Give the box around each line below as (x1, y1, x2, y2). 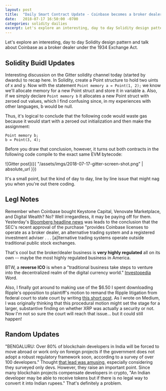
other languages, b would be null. (5, 103, 73, 109)
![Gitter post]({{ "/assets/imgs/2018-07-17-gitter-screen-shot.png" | (5, 161, 143, 167)
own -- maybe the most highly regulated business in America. (5, 255, 131, 261)
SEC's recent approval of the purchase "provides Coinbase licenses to (5, 224, 149, 230)
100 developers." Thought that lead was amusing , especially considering (5, 359, 153, 365)
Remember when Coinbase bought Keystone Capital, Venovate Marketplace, (5, 208, 161, 214)
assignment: (5, 123, 31, 129)
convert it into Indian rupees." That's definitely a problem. (5, 380, 123, 386)
